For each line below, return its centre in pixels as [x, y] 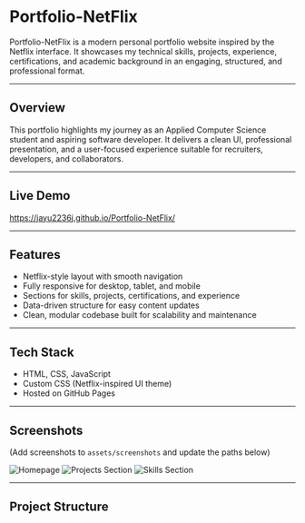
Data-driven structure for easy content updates [111, 305]
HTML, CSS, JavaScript [67, 374]
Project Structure [59, 507]
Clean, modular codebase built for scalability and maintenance [139, 315]
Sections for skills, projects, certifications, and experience [131, 296]
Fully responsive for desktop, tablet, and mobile [112, 286]
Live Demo [40, 196]
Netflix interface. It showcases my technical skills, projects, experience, [143, 51]
